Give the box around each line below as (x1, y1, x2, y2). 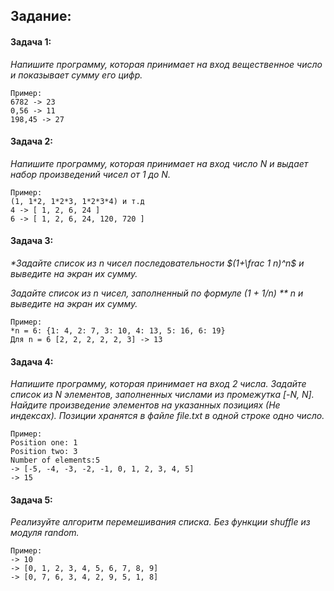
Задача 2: (10, 135, 53, 148)
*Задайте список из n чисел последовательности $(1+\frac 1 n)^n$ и (10, 257, 305, 269)
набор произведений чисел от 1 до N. (10, 168, 171, 180)
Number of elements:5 (10, 455, 101, 466)
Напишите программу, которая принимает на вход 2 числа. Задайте (10, 378, 307, 390)
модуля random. (10, 527, 80, 539)
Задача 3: (10, 235, 54, 247)
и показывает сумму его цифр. (10, 69, 143, 81)
